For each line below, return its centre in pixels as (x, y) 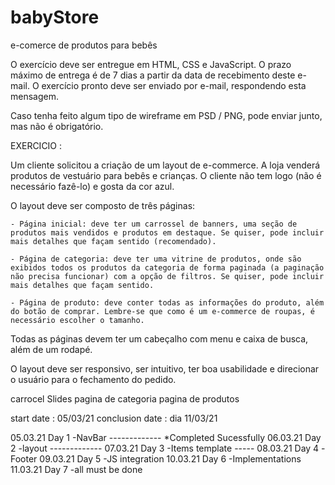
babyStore (55, 17)
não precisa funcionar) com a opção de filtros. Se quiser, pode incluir (167, 276)
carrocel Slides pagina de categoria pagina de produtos (125, 398)
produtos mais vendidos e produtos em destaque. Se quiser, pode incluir (167, 232)
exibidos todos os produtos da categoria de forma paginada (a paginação (167, 267)
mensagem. (34, 96)
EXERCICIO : (36, 145)
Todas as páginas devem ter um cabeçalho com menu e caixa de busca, (159, 338)
